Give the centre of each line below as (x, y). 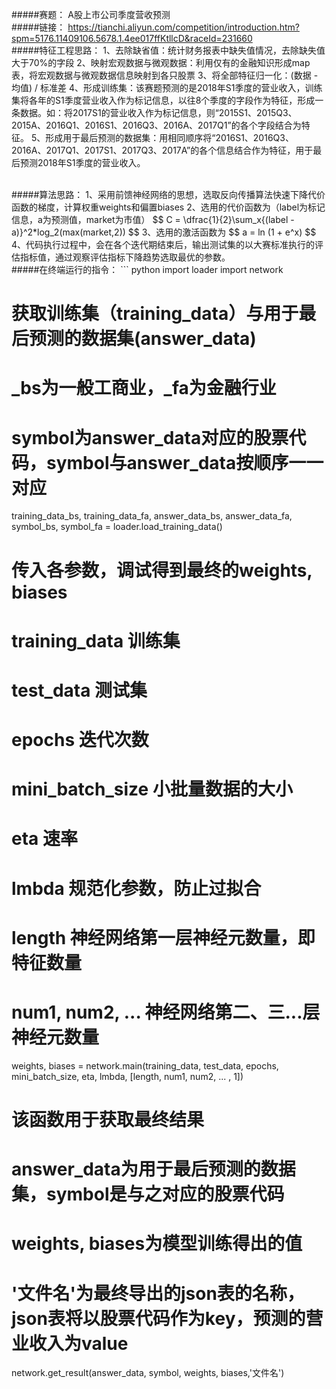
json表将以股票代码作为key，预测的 (158, 1318)
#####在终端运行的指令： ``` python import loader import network (147, 269)
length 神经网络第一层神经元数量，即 (163, 937)
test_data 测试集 (79, 690)
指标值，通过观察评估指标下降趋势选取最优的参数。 (125, 257)
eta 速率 (44, 839)
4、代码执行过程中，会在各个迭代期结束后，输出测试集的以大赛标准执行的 (163, 244)
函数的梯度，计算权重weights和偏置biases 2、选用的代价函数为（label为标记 (168, 207)
